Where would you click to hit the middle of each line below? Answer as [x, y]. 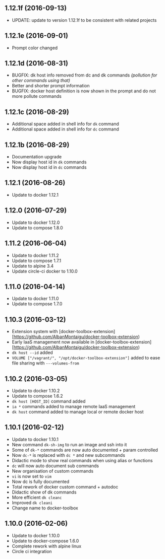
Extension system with [35, 332]
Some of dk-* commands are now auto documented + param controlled [85, 450]
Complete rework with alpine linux [47, 546]
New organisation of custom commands [53, 471]
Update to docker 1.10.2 [36, 390]
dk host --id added [32, 352]
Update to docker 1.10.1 [35, 439]
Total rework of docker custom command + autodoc [65, 487]
